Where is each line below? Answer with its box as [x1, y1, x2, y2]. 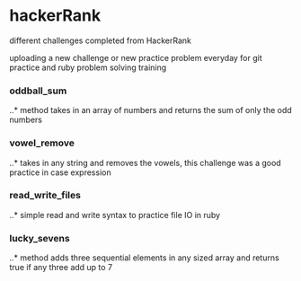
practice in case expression [9, 167, 111, 178]
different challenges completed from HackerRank [9, 35, 191, 46]
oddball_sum [9, 84, 67, 97]
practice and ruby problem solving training [9, 62, 167, 73]
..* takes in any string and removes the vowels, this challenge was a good [9, 157, 281, 168]
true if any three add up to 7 [9, 262, 113, 273]
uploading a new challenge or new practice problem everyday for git [9, 52, 262, 63]
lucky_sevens [9, 232, 70, 244]
